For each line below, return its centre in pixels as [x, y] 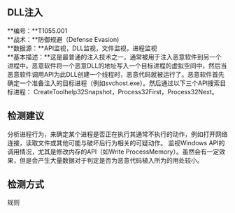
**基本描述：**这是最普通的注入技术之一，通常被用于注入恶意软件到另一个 [115, 57]
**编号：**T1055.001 [37, 31]
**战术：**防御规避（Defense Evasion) [63, 39]
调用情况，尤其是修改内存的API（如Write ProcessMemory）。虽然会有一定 [113, 152]
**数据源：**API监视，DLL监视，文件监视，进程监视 [82, 48]
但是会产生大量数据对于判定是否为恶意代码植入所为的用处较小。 [111, 160]
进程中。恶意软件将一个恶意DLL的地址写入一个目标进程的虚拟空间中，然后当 [117, 66]
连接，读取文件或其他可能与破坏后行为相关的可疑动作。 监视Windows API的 [116, 142]
